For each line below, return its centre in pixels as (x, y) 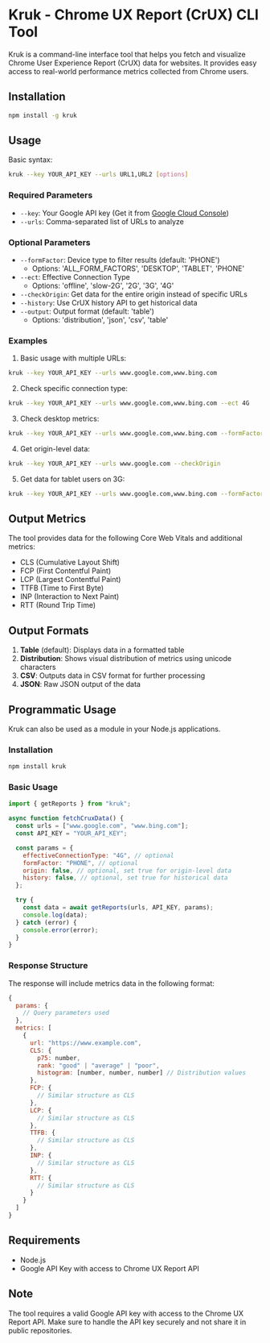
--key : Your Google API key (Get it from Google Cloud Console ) (124, 213)
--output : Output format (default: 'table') (87, 311)
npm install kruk (37, 767)
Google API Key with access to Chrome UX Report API (109, 1268)
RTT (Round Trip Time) (58, 605)
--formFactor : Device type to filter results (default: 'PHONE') (120, 260)
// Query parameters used (66, 1013)
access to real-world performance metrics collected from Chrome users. (129, 71)
